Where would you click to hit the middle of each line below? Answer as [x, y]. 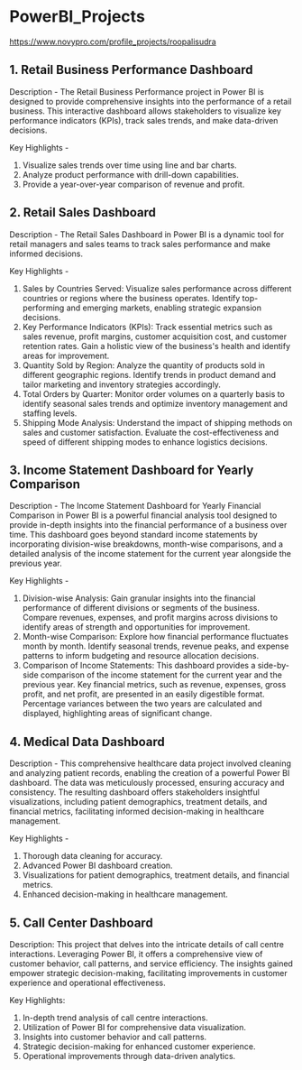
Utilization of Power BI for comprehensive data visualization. [134, 1027]
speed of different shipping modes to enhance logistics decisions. [145, 442]
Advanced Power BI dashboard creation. [97, 866]
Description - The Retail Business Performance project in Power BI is [137, 91]
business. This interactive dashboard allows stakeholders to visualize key [146, 111]
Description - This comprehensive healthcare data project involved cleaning [150, 763]
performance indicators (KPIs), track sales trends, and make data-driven [144, 120]
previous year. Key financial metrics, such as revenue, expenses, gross [154, 685]
